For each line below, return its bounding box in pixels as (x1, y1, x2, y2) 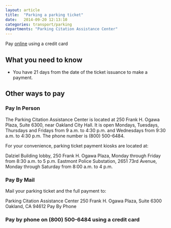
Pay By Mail (5, 176, 35, 183)
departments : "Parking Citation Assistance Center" (5, 27, 118, 32)
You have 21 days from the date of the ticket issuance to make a (12, 69, 148, 75)
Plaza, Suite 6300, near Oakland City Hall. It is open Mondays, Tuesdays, (5, 121, 159, 128)
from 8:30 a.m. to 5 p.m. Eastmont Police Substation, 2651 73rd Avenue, (5, 158, 157, 164)
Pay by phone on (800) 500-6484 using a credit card (5, 216, 140, 223)
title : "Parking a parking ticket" (5, 12, 83, 17)
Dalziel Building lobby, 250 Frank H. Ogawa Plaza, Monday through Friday (5, 152, 161, 159)
